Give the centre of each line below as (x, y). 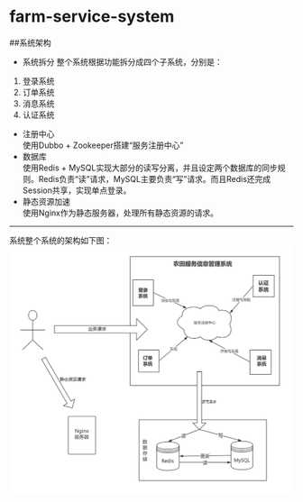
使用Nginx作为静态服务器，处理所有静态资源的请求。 (120, 213)
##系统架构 (30, 42)
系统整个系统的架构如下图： (61, 240)
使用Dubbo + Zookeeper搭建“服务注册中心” (103, 145)
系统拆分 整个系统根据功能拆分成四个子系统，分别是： (122, 61)
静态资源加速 (46, 201)
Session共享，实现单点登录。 (77, 190)
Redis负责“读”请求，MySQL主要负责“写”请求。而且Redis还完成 (155, 178)
